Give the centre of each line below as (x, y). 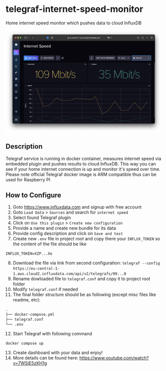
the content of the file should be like (50, 244)
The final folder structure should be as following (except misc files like (84, 295)
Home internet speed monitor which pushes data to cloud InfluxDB (74, 23)
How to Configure (33, 195)
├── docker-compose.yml (30, 315)
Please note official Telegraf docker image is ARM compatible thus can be (81, 174)
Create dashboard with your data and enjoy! (58, 353)
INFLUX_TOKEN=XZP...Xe (29, 254)
